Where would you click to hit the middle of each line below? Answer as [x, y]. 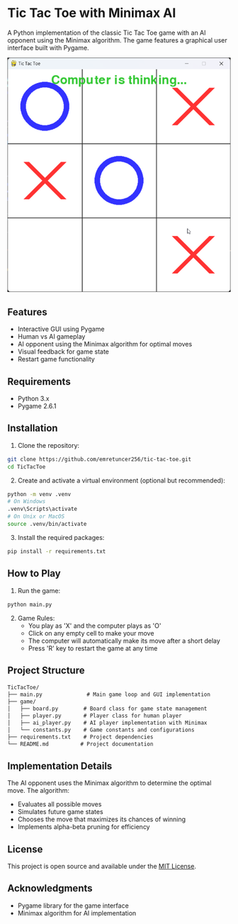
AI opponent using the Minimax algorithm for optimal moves [105, 344]
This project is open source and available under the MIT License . [102, 866]
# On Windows [27, 502]
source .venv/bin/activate [47, 524]
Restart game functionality [56, 359]
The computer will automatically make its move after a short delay [124, 641]
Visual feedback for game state [63, 351]
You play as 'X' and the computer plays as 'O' [95, 626]
